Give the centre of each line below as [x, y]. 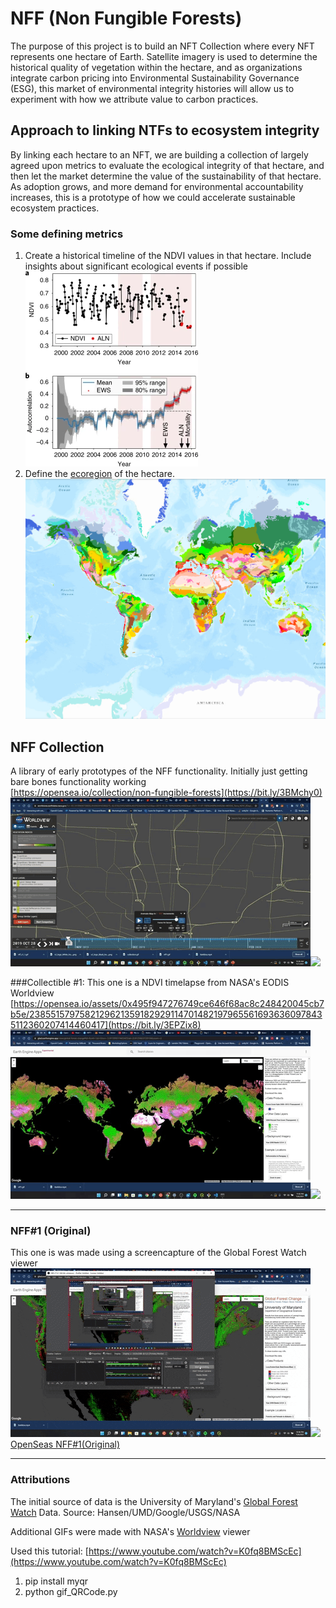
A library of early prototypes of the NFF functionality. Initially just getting [159, 771]
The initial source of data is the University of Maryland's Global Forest [154, 1501]
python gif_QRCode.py [71, 1591]
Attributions [40, 1480]
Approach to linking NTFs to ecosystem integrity [165, 130]
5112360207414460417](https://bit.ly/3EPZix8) [106, 1025]
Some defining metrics [67, 234]
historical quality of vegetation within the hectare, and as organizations [156, 67]
